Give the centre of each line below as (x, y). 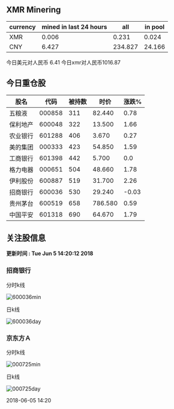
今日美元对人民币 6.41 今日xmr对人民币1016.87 (64, 62)
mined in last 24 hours (74, 26)
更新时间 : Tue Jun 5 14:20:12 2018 (50, 254)
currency (22, 26)
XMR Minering (34, 10)
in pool (155, 26)
